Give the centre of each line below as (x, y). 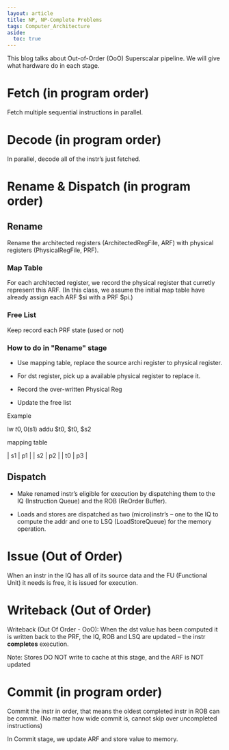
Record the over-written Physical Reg (69, 389)
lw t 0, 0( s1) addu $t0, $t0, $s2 (49, 429)
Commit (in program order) (85, 692)
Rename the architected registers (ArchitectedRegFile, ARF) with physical (110, 243)
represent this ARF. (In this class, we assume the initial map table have (106, 290)
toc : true (27, 39)
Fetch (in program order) (78, 93)
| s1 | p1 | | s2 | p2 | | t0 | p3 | (47, 455)
